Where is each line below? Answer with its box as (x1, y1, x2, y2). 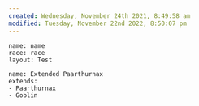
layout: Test (8, 56, 53, 64)
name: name (8, 41, 45, 49)
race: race (8, 49, 45, 57)
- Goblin (8, 91, 38, 100)
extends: (8, 77, 38, 85)
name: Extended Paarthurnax (8, 70, 104, 78)
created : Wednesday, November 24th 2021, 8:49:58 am (8, 11, 191, 20)
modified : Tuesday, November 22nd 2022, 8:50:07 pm (8, 19, 187, 28)
